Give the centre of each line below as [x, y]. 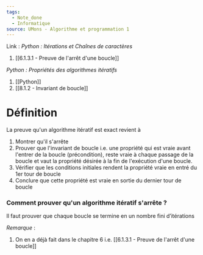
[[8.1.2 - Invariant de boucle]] [52, 88]
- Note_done [27, 18]
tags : [13, 12]
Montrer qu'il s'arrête [42, 142]
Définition [32, 113]
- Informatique [31, 23]
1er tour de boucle [38, 174]
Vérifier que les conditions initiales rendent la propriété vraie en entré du [106, 168]
